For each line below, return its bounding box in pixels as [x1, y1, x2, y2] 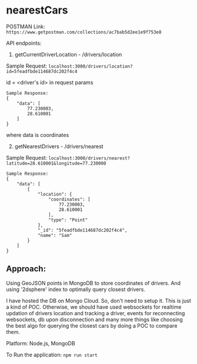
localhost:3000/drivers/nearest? [48, 155, 131, 161]
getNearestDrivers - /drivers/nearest [14, 142, 104, 150]
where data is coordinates [6, 131, 69, 138]
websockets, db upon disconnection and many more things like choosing [6, 316, 183, 323]
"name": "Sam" [37, 232, 72, 238]
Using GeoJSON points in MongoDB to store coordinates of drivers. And [6, 279, 181, 286]
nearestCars [6, 4, 69, 17]
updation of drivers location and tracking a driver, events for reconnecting [6, 309, 185, 316]
